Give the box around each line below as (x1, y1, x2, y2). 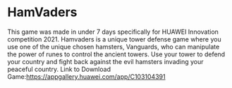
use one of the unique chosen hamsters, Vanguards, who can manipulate (7, 42, 220, 51)
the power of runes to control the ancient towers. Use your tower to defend (7, 50, 226, 58)
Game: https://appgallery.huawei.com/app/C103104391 (7, 72, 166, 81)
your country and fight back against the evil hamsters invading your (7, 57, 204, 65)
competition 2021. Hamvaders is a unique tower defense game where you (7, 34, 221, 43)
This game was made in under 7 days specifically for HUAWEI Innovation (7, 27, 219, 36)
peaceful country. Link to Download (7, 65, 111, 73)
